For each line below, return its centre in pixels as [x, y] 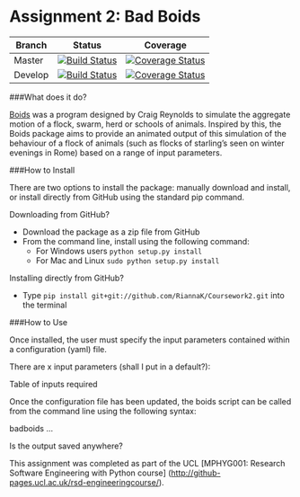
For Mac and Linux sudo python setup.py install [128, 260]
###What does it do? [48, 97]
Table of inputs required [53, 384]
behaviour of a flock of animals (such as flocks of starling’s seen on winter [147, 143]
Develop [31, 75]
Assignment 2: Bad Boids [105, 17]
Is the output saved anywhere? [66, 446]
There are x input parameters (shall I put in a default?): [110, 367]
